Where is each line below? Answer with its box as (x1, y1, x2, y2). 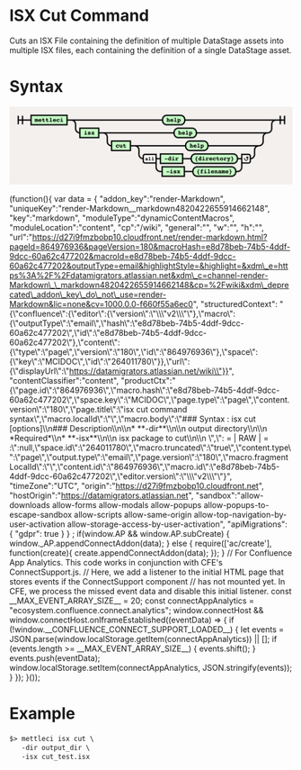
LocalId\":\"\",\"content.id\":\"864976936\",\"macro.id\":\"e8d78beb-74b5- (9, 461, 280, 472)
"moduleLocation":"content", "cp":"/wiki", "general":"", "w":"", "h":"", (9, 222, 265, 232)
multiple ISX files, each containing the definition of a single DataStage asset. (9, 44, 292, 55)
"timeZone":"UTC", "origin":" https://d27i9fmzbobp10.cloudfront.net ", (9, 480, 265, 491)
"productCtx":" (120, 375, 176, 385)
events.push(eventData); (9, 652, 101, 663)
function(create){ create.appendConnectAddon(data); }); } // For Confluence (9, 547, 293, 558)
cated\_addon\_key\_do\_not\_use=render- (9, 289, 167, 300)
